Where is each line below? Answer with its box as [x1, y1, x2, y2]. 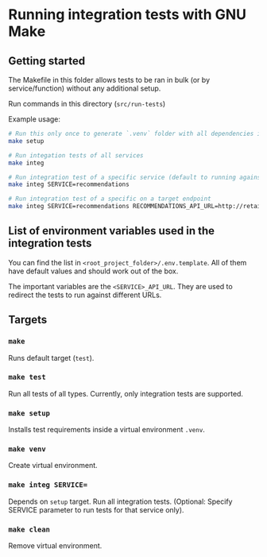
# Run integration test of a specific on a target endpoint [8, 195, 212, 203]
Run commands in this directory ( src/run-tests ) [8, 99, 166, 108]
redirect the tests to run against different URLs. [8, 290, 162, 300]
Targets [8, 313, 48, 327]
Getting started [8, 54, 86, 68]
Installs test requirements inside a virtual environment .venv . [8, 425, 205, 435]
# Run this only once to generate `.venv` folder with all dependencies [8, 130, 254, 137]
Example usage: [8, 114, 61, 124]
